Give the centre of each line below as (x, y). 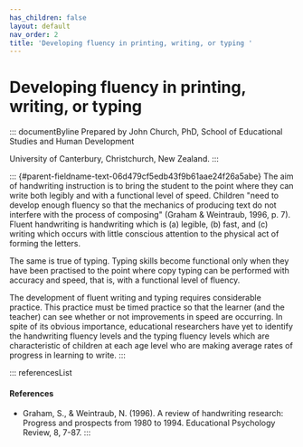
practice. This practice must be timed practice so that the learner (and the (147, 307)
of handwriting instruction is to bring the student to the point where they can (151, 186)
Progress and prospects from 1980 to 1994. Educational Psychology (149, 423)
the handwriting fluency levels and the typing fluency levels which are (139, 336)
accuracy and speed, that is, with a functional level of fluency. (125, 280)
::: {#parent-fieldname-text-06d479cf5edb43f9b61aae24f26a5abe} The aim (151, 176)
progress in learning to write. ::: (68, 355)
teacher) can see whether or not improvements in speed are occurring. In (146, 317)
